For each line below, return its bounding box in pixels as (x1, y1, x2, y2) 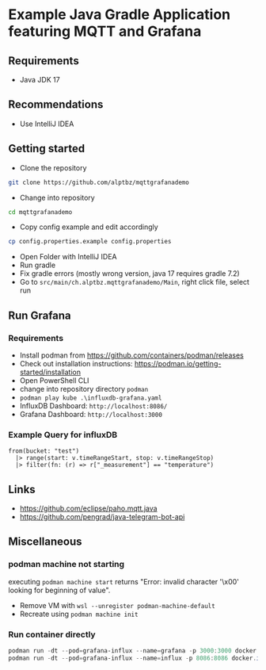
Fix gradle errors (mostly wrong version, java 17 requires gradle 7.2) (19, 269, 240, 278)
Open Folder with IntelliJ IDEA (19, 252, 117, 262)
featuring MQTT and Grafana (8, 22, 202, 40)
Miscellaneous (8, 535, 82, 549)
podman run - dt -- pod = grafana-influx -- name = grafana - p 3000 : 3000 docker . (8, 647, 260, 655)
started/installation (19, 367, 82, 377)
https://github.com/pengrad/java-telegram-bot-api (19, 512, 185, 522)
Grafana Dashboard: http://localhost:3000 (19, 409, 162, 419)
